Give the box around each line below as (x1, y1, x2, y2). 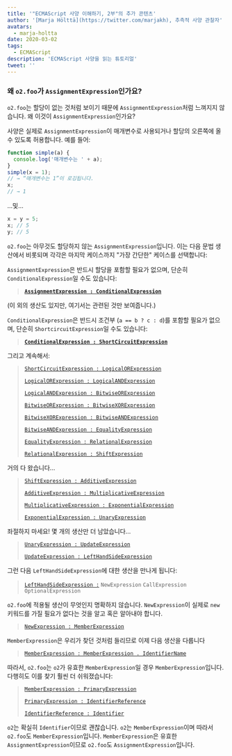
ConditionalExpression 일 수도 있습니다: (7, 274, 117, 282)
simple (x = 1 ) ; (7, 168, 51, 176)
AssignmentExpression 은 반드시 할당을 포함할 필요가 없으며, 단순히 (7, 265, 188, 273)
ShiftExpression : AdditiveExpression (24, 477, 137, 484)
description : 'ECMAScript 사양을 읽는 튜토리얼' (7, 56, 138, 63)
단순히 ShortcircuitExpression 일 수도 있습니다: (16, 324, 148, 332)
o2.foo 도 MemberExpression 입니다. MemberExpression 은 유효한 (7, 732, 177, 740)
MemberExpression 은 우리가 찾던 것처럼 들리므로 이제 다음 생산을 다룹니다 (7, 636, 206, 644)
